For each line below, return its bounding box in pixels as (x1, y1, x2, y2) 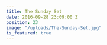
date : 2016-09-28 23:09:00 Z (6, 14, 78, 20)
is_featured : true (6, 30, 51, 36)
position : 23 (6, 19, 38, 25)
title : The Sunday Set (6, 8, 62, 15)
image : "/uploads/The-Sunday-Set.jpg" (6, 25, 102, 31)
